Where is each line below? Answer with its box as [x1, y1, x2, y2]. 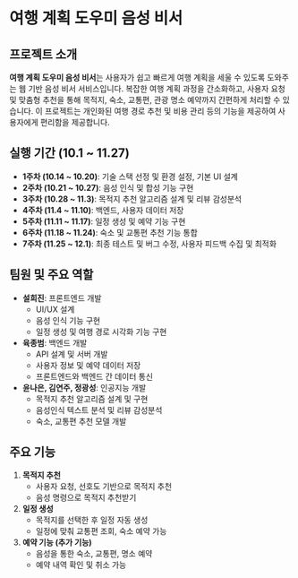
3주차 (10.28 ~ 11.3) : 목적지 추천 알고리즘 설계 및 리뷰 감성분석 [21, 194, 243, 204]
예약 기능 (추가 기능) [21, 537, 92, 548]
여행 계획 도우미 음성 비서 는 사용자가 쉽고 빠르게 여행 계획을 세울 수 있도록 [9, 73, 266, 82]
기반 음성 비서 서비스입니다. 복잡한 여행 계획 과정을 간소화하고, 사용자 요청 [28, 83, 286, 94]
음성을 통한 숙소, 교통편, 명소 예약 [35, 548, 153, 559]
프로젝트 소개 [9, 47, 78, 62]
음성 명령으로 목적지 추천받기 [35, 492, 137, 503]
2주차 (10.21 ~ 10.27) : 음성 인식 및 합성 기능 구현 [21, 182, 194, 193]
